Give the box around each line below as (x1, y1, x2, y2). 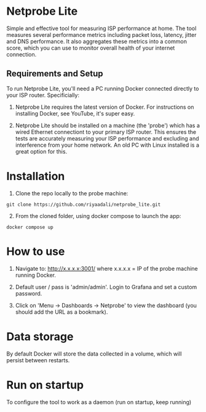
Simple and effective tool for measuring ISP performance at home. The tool (6, 25, 197, 32)
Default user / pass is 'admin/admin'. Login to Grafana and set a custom (15, 283, 197, 290)
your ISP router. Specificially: (6, 91, 80, 99)
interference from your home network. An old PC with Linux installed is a (15, 141, 200, 149)
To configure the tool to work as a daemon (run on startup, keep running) (6, 398, 192, 406)
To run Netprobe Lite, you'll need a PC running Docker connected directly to (6, 85, 199, 92)
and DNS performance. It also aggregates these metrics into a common (6, 37, 188, 45)
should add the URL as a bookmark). (15, 308, 108, 316)
